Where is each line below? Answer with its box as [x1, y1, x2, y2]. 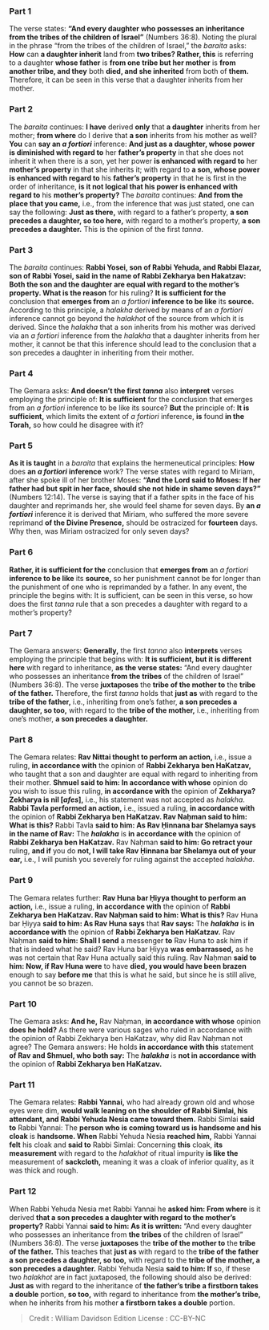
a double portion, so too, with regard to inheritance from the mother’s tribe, [9, 1289, 261, 1299]
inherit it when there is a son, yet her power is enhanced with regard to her [9, 156, 258, 165]
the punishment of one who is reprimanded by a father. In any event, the [9, 582, 247, 592]
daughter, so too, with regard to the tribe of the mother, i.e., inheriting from [9, 706, 259, 715]
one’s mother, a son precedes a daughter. [9, 714, 149, 724]
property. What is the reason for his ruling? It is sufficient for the [9, 287, 227, 298]
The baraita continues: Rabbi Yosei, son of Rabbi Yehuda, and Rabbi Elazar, [9, 262, 262, 272]
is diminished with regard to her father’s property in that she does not [9, 147, 244, 157]
